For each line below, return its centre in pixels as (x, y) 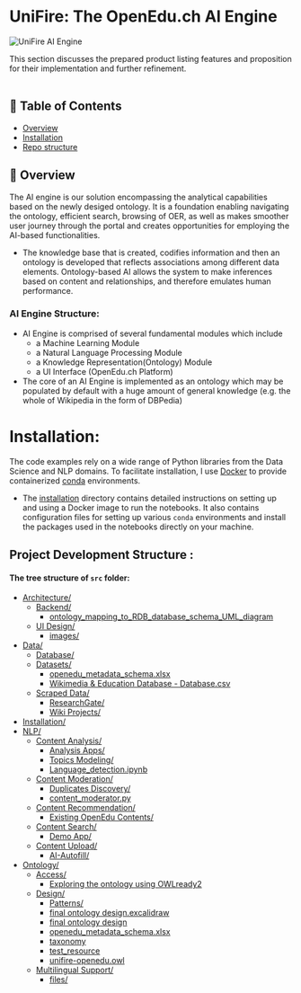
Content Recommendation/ (86, 808)
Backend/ (53, 607)
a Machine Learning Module (88, 342)
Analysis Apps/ (77, 750)
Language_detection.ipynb (98, 769)
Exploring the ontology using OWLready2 (125, 884)
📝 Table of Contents (66, 106)
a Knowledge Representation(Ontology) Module (124, 362)
